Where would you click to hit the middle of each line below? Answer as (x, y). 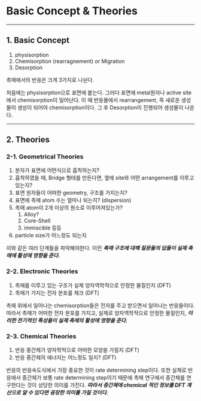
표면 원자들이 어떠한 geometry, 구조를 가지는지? (71, 193)
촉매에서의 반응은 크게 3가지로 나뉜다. (50, 79)
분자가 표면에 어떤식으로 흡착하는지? (57, 170)
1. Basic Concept (38, 40)
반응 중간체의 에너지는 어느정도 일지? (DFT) (66, 357)
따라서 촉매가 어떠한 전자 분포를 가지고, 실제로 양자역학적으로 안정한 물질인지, (96, 313)
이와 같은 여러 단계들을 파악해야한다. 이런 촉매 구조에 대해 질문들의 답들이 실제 (97, 248)
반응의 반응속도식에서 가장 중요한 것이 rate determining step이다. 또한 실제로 (96, 370)
